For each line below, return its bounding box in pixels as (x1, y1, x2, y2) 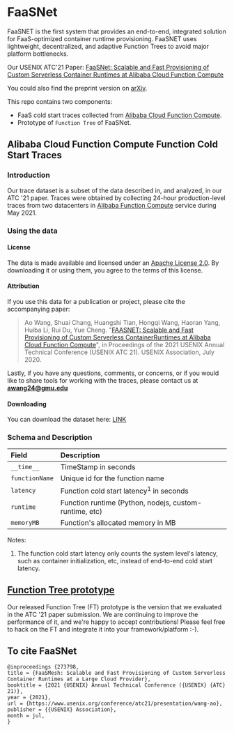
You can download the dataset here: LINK (7, 415, 127, 424)
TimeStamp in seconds (60, 462, 136, 472)
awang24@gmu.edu (7, 383, 68, 392)
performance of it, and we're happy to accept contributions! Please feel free (7, 618, 226, 626)
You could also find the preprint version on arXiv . (7, 84, 148, 92)
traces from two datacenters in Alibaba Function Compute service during (7, 201, 217, 209)
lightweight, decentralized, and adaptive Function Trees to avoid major (7, 42, 210, 50)
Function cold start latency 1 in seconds (60, 485, 189, 496)
